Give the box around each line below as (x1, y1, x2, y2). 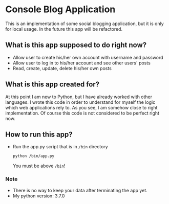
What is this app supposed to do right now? (5, 41, 147, 50)
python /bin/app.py (12, 153, 55, 159)
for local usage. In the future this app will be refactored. (5, 26, 123, 32)
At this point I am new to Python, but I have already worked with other (5, 94, 153, 100)
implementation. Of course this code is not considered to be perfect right (5, 110, 160, 116)
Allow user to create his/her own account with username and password (12, 54, 163, 60)
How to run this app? (5, 130, 73, 139)
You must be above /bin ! (12, 163, 66, 169)
